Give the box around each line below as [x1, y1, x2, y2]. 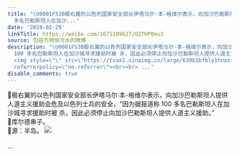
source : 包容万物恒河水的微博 [7, 37, 87, 44]
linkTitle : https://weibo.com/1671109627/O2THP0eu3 [7, 30, 164, 38]
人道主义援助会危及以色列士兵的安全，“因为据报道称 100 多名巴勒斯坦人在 [7, 99, 224, 108]
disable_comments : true [7, 70, 78, 77]
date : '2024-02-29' [7, 24, 65, 31]
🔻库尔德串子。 [7, 117, 50, 125]
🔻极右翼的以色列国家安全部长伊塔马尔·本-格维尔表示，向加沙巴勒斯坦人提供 [7, 90, 228, 99]
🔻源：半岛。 [7, 126, 43, 135]
